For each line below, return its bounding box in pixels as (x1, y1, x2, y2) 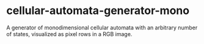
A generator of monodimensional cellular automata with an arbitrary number (6, 24, 198, 31)
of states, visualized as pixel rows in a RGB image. (6, 30, 133, 37)
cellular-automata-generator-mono (6, 4, 190, 18)
